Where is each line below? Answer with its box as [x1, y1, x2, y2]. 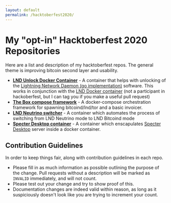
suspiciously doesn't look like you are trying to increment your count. [12, 192, 158, 198]
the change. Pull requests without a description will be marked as [12, 170, 151, 176]
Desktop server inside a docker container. [12, 126, 101, 132]
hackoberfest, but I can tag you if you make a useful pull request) [12, 94, 150, 100]
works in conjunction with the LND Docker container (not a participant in [12, 88, 165, 95]
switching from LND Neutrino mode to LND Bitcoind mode [12, 116, 135, 122]
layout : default [5, 7, 40, 13]
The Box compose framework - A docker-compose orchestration [12, 99, 151, 105]
